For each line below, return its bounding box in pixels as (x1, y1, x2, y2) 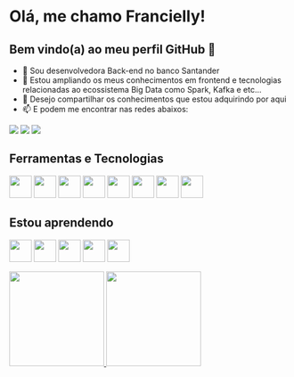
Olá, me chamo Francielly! (9, 6, 207, 27)
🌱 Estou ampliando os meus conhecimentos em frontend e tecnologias (21, 75, 282, 86)
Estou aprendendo (9, 216, 114, 231)
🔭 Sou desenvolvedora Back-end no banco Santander (21, 65, 220, 76)
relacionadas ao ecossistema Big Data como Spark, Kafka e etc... (21, 85, 262, 94)
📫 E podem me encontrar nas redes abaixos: (21, 104, 189, 114)
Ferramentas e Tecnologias (9, 152, 165, 167)
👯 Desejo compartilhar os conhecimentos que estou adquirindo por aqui (21, 94, 287, 104)
